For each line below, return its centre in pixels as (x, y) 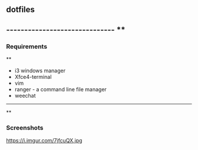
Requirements (27, 46)
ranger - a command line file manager (61, 89)
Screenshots (25, 128)
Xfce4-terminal (33, 77)
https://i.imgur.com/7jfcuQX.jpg (44, 141)
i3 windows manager (40, 71)
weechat (25, 96)
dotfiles (21, 10)
